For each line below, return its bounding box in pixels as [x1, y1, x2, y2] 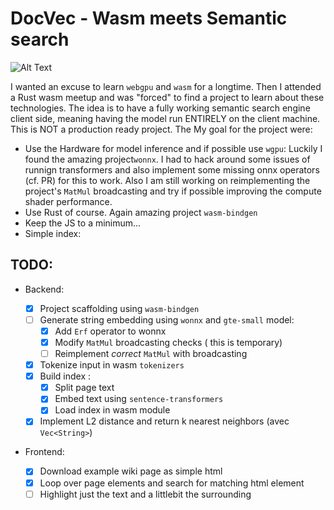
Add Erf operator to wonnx [54, 325, 167, 337]
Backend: [24, 283, 65, 295]
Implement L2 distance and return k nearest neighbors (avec [39, 415, 290, 427]
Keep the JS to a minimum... [24, 217, 142, 229]
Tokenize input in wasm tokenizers [39, 359, 185, 371]
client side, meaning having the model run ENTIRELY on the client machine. [10, 112, 321, 124]
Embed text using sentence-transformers [54, 393, 224, 405]
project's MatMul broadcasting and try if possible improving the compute [24, 185, 322, 197]
